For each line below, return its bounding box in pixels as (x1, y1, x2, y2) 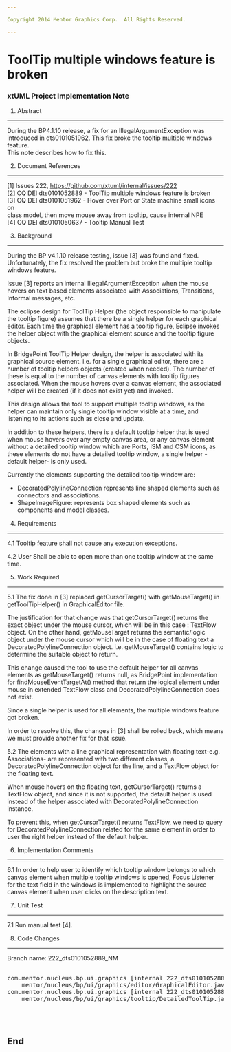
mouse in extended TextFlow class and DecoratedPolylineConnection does (7, 685, 220, 694)
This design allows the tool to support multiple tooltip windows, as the (7, 400, 205, 409)
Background (16, 231, 52, 240)
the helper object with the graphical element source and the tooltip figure (7, 329, 214, 338)
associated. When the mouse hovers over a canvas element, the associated (7, 380, 221, 388)
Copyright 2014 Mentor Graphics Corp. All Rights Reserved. (7, 16, 186, 23)
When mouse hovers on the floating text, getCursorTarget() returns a (7, 783, 202, 791)
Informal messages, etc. (7, 294, 76, 302)
